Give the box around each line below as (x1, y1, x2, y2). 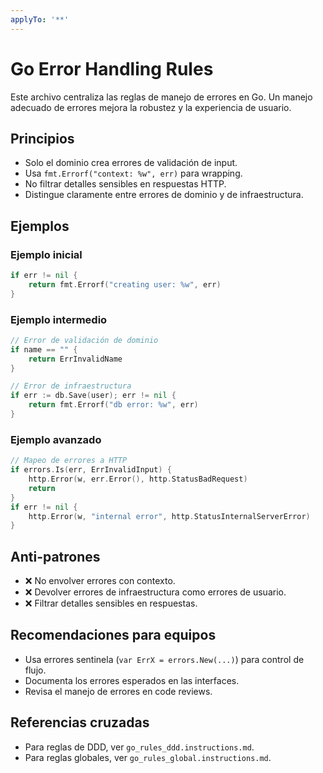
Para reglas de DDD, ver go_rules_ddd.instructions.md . (24, 741, 255, 753)
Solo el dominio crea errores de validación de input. (24, 157, 238, 169)
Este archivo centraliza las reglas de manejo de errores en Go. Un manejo (10, 91, 313, 103)
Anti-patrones (10, 548, 101, 565)
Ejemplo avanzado (10, 432, 102, 446)
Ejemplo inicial (10, 247, 83, 261)
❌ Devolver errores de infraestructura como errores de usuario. (24, 586, 287, 598)
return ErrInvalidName (28, 354, 123, 364)
